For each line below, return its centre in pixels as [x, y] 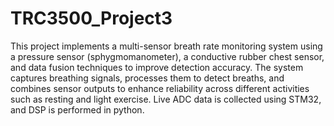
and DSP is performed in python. [77, 109]
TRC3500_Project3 [91, 18]
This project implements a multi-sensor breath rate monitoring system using [166, 46]
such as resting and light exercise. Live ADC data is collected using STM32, [166, 99]
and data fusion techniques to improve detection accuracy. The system [157, 67]
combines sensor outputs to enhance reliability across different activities [160, 88]
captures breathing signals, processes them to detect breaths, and [147, 78]
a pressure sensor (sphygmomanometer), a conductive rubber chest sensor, [167, 56]
